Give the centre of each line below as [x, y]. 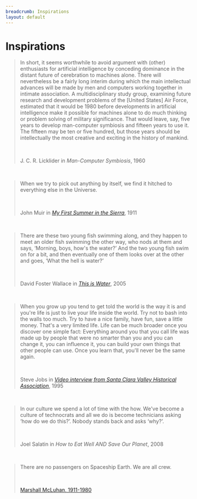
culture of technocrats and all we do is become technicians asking [100, 415]
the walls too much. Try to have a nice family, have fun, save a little [101, 319]
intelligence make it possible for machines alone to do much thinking [103, 113]
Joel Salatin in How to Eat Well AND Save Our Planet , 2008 [91, 444]
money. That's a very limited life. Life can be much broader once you [103, 325]
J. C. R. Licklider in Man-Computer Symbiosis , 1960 [83, 161]
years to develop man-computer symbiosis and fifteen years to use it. [104, 125]
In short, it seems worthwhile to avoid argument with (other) [93, 63]
